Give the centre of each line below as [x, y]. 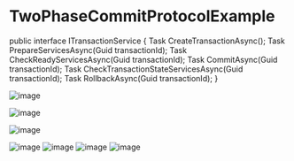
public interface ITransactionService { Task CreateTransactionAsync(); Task [147, 41]
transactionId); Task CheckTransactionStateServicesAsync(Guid [126, 69]
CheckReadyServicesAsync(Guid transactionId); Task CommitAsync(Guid [143, 59]
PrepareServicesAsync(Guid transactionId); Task [98, 50]
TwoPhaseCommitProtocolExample [142, 16]
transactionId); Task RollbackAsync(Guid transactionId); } [114, 78]
